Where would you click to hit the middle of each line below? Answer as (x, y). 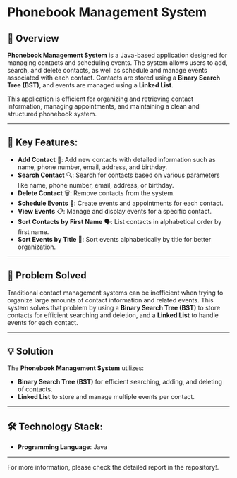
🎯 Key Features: (43, 143)
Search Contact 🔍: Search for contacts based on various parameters (119, 175)
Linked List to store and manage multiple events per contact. (106, 397)
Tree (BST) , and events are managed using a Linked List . (91, 85)
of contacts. (35, 389)
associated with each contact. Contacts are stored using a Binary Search (114, 78)
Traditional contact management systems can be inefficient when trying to (115, 293)
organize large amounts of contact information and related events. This (110, 300)
